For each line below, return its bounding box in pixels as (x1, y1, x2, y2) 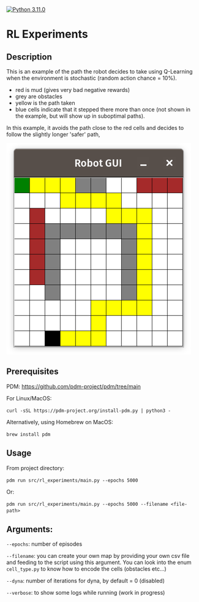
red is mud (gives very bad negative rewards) (15, 86, 130, 93)
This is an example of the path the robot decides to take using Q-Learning (6, 68, 193, 75)
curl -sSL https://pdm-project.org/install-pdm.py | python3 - (6, 408, 171, 414)
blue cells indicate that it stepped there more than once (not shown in (15, 106, 191, 113)
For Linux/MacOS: (6, 394, 52, 402)
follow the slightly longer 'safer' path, (6, 131, 100, 138)
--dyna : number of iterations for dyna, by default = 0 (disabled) (6, 577, 165, 585)
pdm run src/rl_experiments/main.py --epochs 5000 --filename (6, 501, 168, 507)
